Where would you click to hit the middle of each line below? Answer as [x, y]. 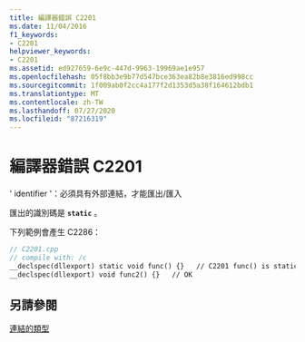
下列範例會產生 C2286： [55, 232]
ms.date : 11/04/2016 [49, 26]
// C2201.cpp [34, 249]
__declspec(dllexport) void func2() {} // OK [101, 274]
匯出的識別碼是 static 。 [56, 213]
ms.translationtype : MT [54, 93]
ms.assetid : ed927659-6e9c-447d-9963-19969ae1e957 [107, 69]
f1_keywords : [34, 34]
